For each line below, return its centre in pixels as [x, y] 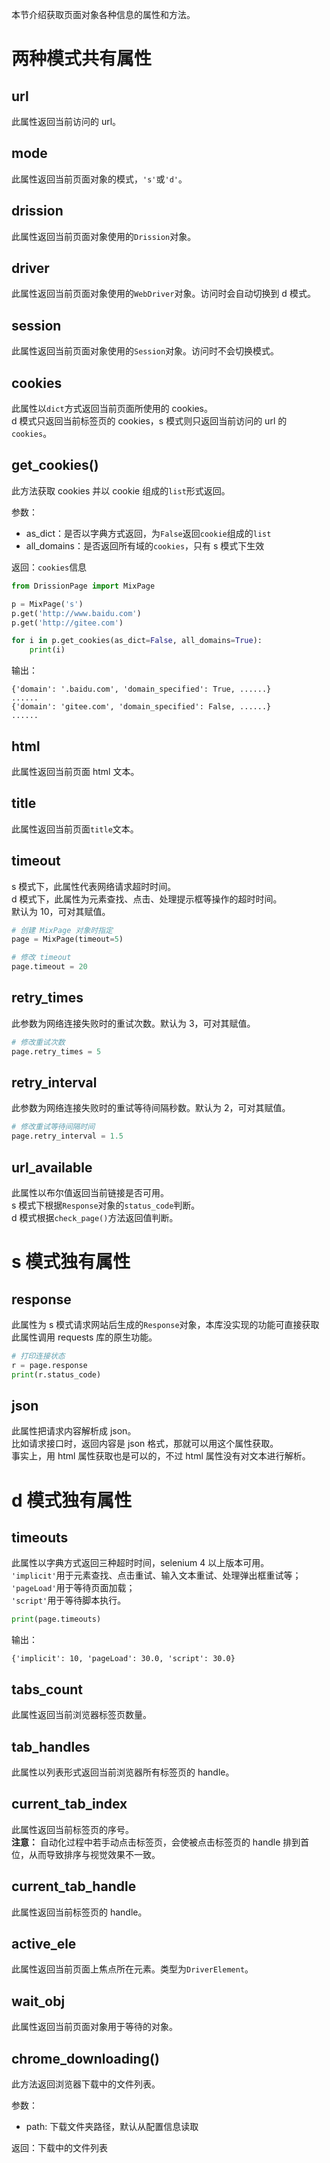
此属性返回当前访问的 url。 [66, 121]
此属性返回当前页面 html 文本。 [75, 771]
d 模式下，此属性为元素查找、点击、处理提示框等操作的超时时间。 [147, 899]
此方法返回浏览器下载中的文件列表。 [86, 2084]
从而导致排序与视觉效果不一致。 [94, 1854]
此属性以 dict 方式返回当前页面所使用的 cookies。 [112, 409]
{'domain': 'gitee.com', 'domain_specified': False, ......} [141, 707]
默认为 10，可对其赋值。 [61, 911]
